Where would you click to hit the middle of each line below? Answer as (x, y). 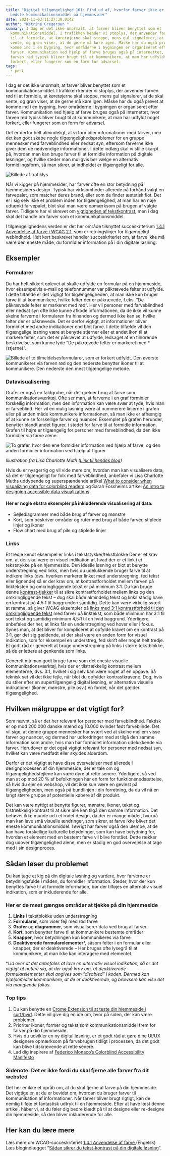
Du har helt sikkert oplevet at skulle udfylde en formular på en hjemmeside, (84, 284)
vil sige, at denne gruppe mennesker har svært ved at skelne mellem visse (83, 732)
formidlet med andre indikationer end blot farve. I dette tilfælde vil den (79, 327)
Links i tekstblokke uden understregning (55, 916)
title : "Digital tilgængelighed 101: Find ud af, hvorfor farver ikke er (85, 10)
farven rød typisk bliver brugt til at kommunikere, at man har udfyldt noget (82, 117)
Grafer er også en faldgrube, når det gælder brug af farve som (71, 392)
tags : (11, 66)
